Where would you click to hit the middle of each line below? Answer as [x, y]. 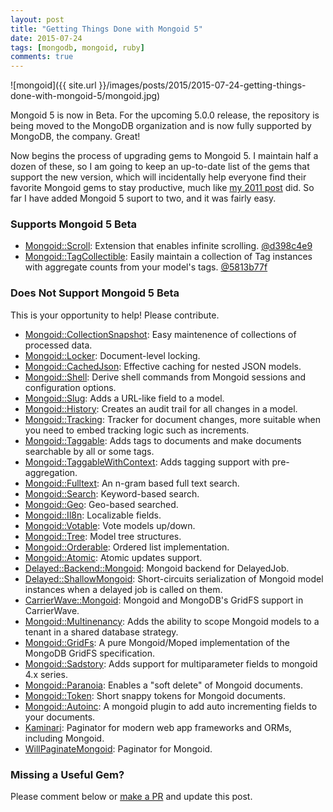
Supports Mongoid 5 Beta [74, 224]
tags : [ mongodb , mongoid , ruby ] [77, 47]
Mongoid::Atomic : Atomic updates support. [113, 557]
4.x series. [46, 674]
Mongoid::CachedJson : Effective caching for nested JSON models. [163, 366]
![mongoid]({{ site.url [53, 85]
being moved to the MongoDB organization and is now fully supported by [161, 126]
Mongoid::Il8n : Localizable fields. [93, 515]
